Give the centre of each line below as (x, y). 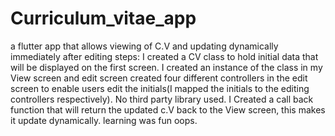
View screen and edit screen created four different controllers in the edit (159, 78)
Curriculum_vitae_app (103, 18)
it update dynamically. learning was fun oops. (104, 120)
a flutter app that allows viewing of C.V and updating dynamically (144, 46)
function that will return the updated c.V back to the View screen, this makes (168, 109)
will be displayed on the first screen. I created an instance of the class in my (166, 67)
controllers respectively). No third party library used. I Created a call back (162, 99)
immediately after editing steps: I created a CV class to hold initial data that (164, 56)
